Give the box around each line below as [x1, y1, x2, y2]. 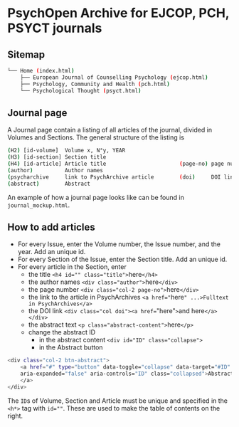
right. [7, 411, 23, 420]
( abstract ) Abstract [7, 180, 91, 187]
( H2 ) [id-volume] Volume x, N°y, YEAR [7, 147, 126, 154]
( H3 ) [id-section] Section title [7, 154, 107, 161]
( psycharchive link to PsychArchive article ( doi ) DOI [7, 173, 221, 181]
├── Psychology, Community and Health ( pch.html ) [20, 80, 171, 88]
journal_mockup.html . [7, 201, 70, 209]
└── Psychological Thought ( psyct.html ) [20, 87, 142, 94]
